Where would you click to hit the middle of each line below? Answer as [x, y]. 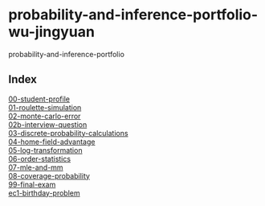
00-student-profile [39, 99]
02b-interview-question [48, 124]
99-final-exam [32, 184]
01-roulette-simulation [45, 107]
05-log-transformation [45, 150]
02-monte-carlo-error [45, 116]
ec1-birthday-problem [44, 193]
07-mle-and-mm [36, 167]
